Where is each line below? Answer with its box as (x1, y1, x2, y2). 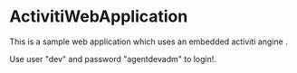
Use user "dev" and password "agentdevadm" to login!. (9, 53, 217, 64)
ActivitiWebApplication (9, 6, 188, 27)
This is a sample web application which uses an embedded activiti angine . (9, 36, 288, 47)
